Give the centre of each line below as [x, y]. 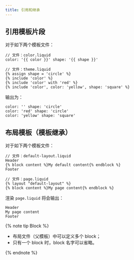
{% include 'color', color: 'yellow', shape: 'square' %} [68, 87]
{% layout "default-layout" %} [38, 184]
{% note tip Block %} [27, 226]
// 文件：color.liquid [28, 55]
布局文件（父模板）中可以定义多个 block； [57, 236]
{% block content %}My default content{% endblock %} [63, 165]
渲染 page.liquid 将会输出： [35, 198]
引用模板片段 [25, 32]
